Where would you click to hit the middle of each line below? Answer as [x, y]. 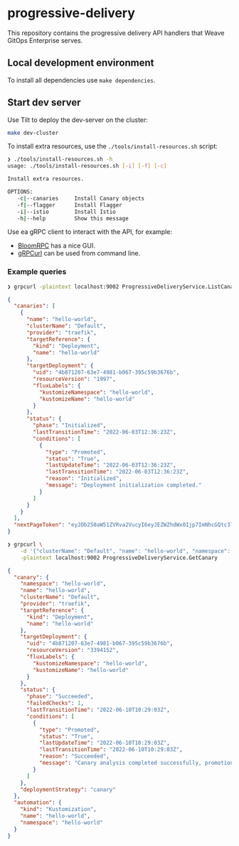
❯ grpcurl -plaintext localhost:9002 [63, 287]
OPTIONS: [20, 192]
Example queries [37, 272]
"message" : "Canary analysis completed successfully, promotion [136, 763]
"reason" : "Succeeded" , [74, 756]
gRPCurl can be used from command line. [79, 253]
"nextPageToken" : [39, 525]
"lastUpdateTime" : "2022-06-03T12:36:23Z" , [111, 465]
